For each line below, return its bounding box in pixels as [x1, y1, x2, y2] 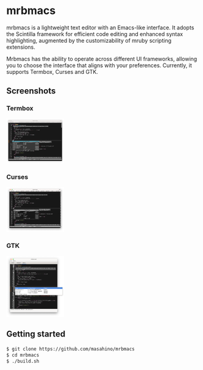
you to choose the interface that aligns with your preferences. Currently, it [6, 62, 192, 69]
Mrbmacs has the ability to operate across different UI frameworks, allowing [6, 55, 198, 62]
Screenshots [6, 86, 56, 96]
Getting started [6, 329, 66, 339]
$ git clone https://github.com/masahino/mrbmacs [6, 346, 135, 352]
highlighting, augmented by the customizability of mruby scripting [6, 37, 172, 44]
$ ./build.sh [6, 358, 40, 364]
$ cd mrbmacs [6, 352, 40, 358]
